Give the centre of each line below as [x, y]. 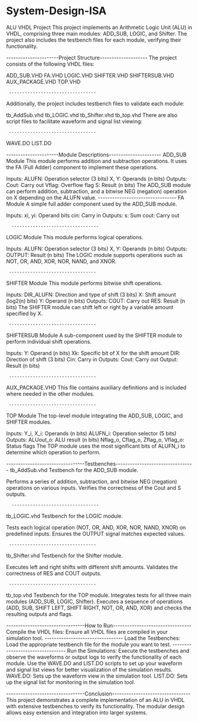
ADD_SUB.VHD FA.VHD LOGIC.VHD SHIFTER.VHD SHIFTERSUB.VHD [90, 75]
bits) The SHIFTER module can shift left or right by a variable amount [90, 307]
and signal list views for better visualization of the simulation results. [89, 669]
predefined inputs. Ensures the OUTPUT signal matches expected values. [96, 534]
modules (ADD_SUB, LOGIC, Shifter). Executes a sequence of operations [95, 601]
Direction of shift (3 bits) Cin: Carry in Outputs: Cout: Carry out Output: [92, 359]
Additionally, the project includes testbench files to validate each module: [95, 103]
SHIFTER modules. [29, 422]
